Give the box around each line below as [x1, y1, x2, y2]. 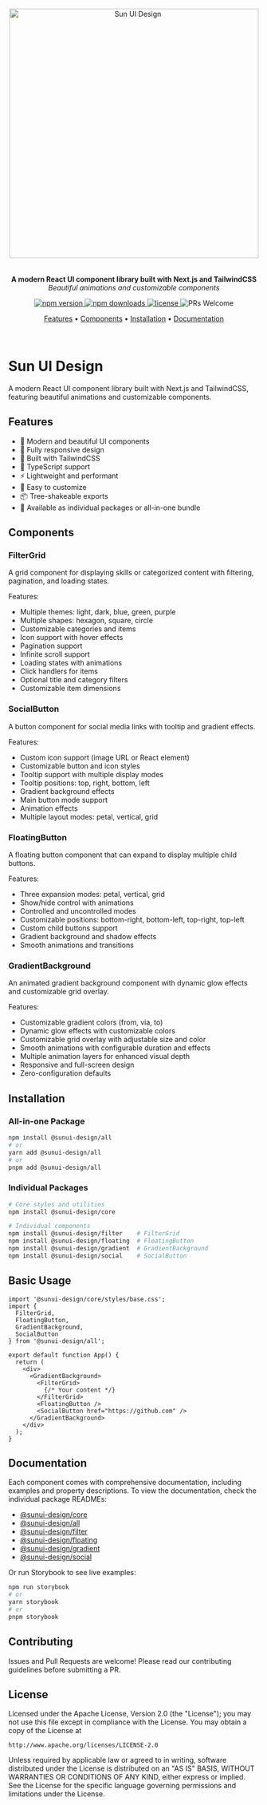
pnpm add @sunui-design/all [8, 1163, 102, 1171]
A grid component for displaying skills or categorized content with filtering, [8, 568, 254, 578]
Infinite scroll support [19, 650, 90, 659]
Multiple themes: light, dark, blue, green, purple [19, 607, 176, 617]
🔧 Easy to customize [19, 482, 88, 492]
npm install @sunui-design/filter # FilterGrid [8, 1230, 180, 1238]
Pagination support [19, 641, 83, 651]
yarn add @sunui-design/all [8, 1148, 102, 1156]
